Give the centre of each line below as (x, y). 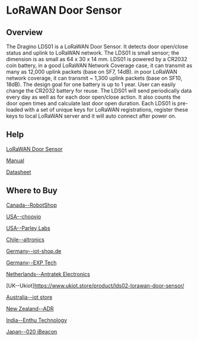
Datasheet (19, 172)
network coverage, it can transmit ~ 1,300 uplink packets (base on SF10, (94, 78)
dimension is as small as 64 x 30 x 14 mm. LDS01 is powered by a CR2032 (97, 59)
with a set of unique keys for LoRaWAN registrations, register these (106, 110)
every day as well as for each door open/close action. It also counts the (93, 97)
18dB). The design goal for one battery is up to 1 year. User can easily (91, 84)
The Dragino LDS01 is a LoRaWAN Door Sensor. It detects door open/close (97, 46)
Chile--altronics (25, 239)
